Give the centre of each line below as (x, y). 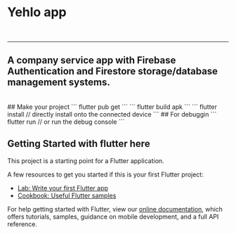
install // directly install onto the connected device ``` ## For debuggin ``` (112, 114)
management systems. (59, 83)
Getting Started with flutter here (79, 144)
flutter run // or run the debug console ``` (66, 122)
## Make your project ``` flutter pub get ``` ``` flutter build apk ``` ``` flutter (112, 107)
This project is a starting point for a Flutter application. (86, 161)
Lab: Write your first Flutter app (63, 188)
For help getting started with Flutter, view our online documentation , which (115, 209)
